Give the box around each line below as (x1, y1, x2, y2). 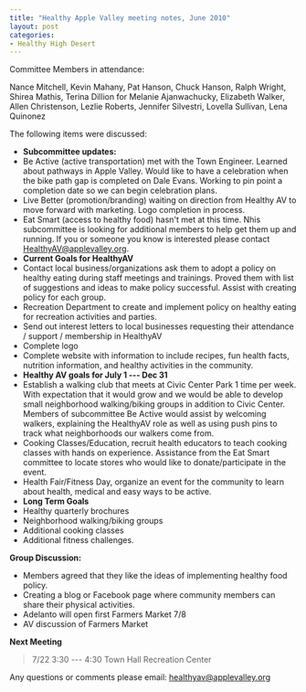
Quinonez (9, 111, 46, 122)
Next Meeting (9, 636, 62, 647)
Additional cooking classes (22, 525, 125, 536)
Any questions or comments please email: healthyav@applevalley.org (9, 672, 271, 683)
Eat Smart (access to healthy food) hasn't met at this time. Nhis (22, 214, 261, 225)
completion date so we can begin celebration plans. (22, 185, 217, 197)
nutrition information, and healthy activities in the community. (22, 360, 254, 371)
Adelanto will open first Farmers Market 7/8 (22, 609, 187, 620)
